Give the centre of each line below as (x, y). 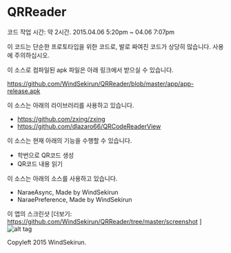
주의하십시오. (32, 55)
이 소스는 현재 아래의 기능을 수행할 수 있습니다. (70, 140)
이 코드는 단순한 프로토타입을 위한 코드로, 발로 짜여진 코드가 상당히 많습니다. (109, 46)
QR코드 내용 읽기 (40, 163)
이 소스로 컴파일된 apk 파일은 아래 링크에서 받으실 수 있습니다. (90, 70)
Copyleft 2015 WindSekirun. (47, 242)
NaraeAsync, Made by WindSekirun (68, 192)
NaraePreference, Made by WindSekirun (74, 199)
